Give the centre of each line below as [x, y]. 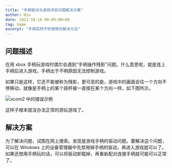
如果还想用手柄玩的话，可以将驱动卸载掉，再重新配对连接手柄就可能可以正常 [86, 154]
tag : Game [16, 24]
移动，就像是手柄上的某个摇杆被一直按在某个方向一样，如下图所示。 [81, 88]
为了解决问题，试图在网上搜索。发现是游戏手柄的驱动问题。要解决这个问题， [86, 141]
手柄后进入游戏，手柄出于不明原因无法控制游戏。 [57, 71]
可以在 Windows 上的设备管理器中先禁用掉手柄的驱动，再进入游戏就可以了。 [86, 147]
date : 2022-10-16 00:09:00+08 [38, 19]
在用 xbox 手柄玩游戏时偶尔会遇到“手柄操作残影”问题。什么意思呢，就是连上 [85, 64]
